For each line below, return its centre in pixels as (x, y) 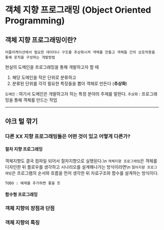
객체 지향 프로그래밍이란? (41, 40)
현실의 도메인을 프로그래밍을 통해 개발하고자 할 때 (52, 67)
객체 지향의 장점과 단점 (30, 209)
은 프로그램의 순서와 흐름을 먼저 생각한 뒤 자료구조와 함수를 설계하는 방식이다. (85, 173)
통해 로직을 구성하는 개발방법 (30, 57)
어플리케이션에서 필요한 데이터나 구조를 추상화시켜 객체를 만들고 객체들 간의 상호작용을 (80, 52)
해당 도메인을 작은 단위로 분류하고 (44, 77)
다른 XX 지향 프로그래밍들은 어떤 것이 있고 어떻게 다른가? (68, 136)
